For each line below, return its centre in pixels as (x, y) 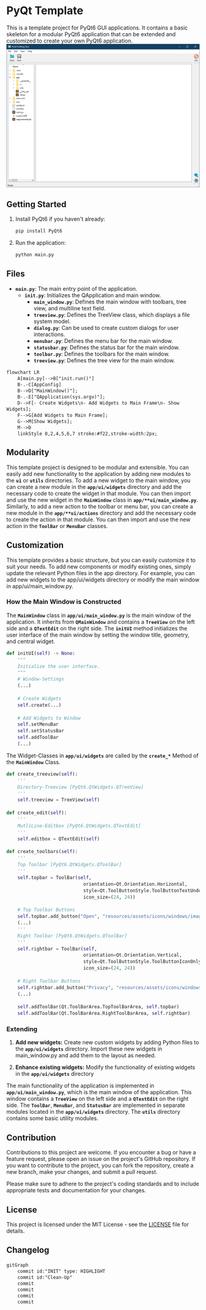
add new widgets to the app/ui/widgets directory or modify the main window (103, 580)
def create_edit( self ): (37, 813)
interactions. (49, 334)
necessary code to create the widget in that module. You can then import (99, 493)
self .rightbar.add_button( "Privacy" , (66, 987)
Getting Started (36, 204)
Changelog (28, 1250)
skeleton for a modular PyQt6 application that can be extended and (91, 34)
